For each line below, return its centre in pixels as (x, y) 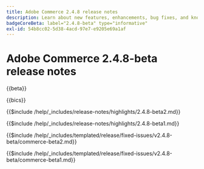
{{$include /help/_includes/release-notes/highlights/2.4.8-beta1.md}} (93, 124)
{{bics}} (16, 100)
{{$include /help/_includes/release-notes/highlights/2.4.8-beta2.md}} (93, 112)
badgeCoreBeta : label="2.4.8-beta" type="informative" (77, 23)
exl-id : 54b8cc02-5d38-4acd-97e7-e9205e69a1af (66, 29)
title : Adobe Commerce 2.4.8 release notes (62, 12)
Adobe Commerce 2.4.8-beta (82, 59)
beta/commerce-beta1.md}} (41, 160)
